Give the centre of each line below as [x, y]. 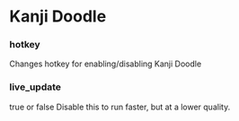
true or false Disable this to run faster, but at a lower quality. [120, 107]
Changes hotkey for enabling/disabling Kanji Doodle [106, 64]
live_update [35, 87]
